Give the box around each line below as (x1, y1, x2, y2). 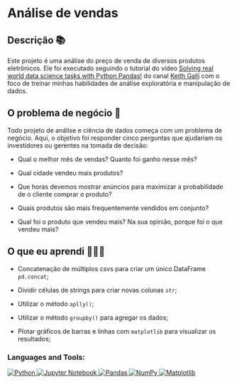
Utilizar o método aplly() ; (17, 300, 94, 308)
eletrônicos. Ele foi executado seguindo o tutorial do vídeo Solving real (7, 64, 214, 72)
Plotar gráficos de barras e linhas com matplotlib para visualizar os (17, 327, 216, 335)
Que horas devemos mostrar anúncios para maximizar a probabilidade (17, 182, 224, 191)
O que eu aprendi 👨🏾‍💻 (7, 246, 105, 258)
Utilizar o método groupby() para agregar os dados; (17, 313, 169, 322)
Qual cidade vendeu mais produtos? (17, 168, 123, 177)
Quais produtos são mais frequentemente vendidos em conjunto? (17, 204, 209, 212)
